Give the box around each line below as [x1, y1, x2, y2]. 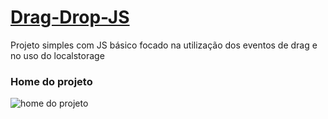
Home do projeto [10, 74, 93, 88]
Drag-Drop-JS [10, 6, 130, 29]
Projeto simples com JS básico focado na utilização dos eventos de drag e [10, 39, 318, 51]
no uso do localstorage [10, 49, 105, 61]
